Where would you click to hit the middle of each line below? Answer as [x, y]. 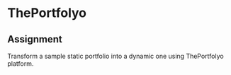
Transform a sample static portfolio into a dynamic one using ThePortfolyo [116, 56]
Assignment [35, 39]
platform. [21, 64]
